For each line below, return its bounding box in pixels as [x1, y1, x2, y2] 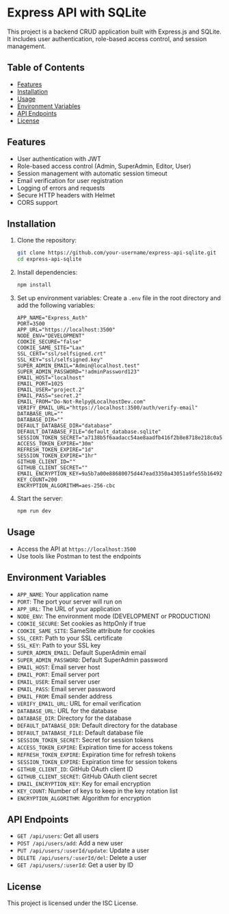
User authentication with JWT [16, 154, 101, 162]
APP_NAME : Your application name [16, 590, 109, 598]
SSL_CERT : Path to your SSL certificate [16, 634, 123, 642]
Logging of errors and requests [16, 184, 105, 192]
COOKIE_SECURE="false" [16, 338, 82, 345]
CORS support [16, 198, 58, 206]
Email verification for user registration [16, 176, 124, 184]
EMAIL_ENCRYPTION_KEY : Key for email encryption [16, 779, 151, 787]
